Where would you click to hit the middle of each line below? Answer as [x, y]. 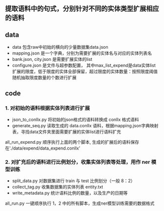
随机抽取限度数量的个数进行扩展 [44, 77]
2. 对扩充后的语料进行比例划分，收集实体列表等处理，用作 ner [78, 162]
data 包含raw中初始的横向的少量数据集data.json [60, 47]
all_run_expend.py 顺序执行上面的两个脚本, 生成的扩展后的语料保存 [72, 142]
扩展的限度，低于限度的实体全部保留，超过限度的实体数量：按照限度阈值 [85, 72]
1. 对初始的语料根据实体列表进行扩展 [48, 108]
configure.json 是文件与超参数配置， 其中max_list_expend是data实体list [84, 65]
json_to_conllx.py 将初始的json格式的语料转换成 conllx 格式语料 [75, 119]
